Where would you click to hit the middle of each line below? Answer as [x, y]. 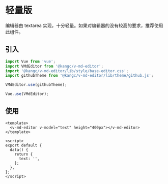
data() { [19, 150]
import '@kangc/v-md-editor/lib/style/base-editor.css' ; [67, 71]
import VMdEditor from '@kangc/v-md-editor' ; [54, 66]
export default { [24, 145]
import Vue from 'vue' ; [31, 62]
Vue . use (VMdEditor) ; [27, 94]
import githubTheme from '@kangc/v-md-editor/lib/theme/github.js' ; [79, 76]
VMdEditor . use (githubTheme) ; [36, 85]
